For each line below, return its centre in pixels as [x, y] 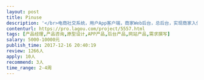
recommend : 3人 [25, 62]
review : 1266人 [25, 51]
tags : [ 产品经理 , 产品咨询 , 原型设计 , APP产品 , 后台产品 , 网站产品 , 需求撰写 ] [88, 34]
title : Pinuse [24, 17]
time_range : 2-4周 [29, 68]
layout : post [23, 12]
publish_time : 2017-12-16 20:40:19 [51, 46]
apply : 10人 [21, 57]
